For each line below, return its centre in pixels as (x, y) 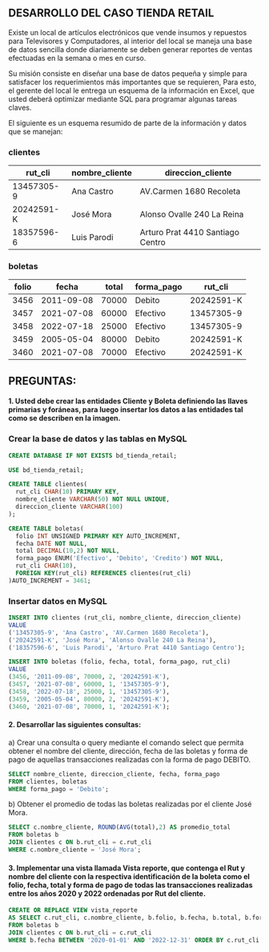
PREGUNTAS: (42, 380)
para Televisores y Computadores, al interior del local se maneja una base (130, 41)
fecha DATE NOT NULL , (52, 543)
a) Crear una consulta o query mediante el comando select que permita (126, 742)
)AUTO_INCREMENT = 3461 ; (50, 580)
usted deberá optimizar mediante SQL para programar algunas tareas (123, 98)
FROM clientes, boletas (48, 782)
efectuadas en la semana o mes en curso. (77, 58)
